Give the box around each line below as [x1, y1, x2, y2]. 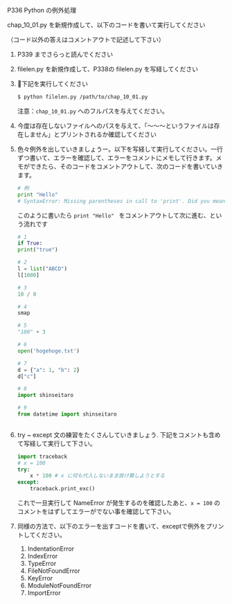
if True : [17, 240, 43, 247]
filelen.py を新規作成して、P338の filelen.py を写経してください [17, 65, 199, 73]
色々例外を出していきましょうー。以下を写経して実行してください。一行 [17, 145, 223, 153]
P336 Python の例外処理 [7, 6, 77, 14]
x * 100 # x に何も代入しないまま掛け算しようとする [30, 472, 165, 479]
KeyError [27, 574, 53, 582]
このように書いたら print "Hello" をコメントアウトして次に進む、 [17, 211, 210, 220]
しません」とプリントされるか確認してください [23, 130, 157, 139]
